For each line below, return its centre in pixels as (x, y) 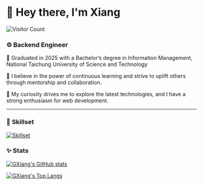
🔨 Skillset (20, 122)
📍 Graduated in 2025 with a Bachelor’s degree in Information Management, (99, 58)
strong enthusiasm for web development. (57, 101)
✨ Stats (18, 151)
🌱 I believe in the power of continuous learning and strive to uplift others (96, 76)
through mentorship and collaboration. (54, 83)
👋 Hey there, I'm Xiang (63, 12)
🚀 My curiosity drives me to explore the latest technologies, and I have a (96, 94)
